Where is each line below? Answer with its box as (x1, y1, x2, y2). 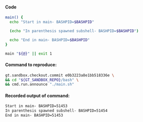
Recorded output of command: (5, 92, 70, 99)
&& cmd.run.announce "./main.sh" (5, 82, 74, 87)
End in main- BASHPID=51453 (5, 113, 64, 118)
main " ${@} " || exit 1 (5, 51, 52, 56)
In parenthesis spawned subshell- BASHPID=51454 (5, 108, 108, 114)
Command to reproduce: (5, 62, 57, 68)
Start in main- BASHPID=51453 (5, 104, 68, 109)
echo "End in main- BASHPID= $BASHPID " (9, 37, 90, 42)
